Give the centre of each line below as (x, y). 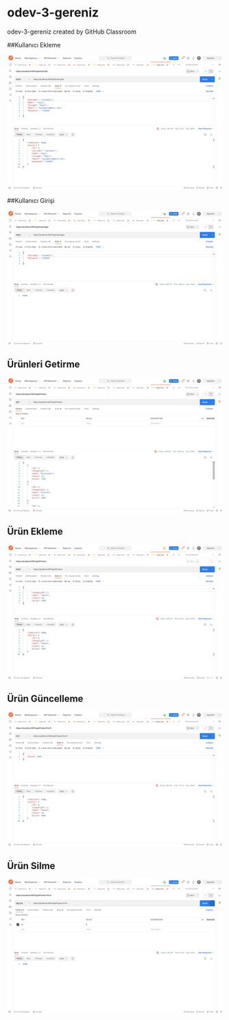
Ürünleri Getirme (44, 365)
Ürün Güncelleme (45, 699)
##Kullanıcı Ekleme (34, 45)
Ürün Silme (31, 866)
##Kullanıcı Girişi (31, 200)
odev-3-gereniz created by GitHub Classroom (72, 32)
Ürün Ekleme (35, 532)
